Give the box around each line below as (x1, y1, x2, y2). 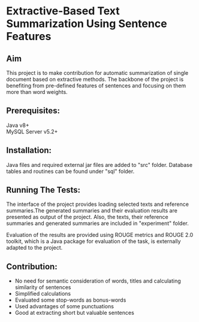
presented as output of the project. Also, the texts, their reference (6, 214, 169, 221)
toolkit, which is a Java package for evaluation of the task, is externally (6, 238, 181, 245)
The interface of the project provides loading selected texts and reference (6, 201, 189, 208)
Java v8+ (6, 121, 30, 129)
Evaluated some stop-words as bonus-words (14, 296, 126, 303)
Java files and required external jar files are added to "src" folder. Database (6, 161, 193, 168)
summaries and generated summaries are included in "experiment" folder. (6, 220, 189, 227)
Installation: (6, 145, 52, 156)
